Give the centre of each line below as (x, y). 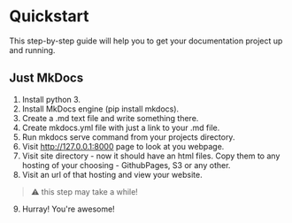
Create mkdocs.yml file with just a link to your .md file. (121, 127)
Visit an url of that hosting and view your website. (112, 174)
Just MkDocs (46, 78)
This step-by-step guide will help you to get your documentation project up (146, 41)
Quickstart (50, 16)
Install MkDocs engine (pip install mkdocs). (100, 109)
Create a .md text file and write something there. (110, 118)
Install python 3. (51, 99)
